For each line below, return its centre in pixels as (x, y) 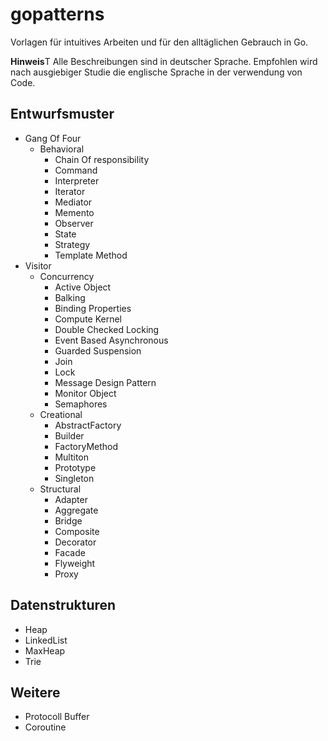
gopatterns (57, 14)
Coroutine (45, 727)
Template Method (91, 255)
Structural (60, 489)
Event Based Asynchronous (111, 340)
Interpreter (77, 180)
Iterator (70, 191)
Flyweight (75, 563)
